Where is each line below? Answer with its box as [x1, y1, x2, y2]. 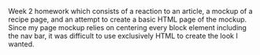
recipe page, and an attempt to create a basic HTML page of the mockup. [8, 15, 247, 24]
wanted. [8, 40, 35, 49]
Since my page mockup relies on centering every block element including [8, 23, 247, 32]
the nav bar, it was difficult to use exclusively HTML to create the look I [8, 31, 238, 40]
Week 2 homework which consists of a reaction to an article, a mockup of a [8, 7, 254, 15]
